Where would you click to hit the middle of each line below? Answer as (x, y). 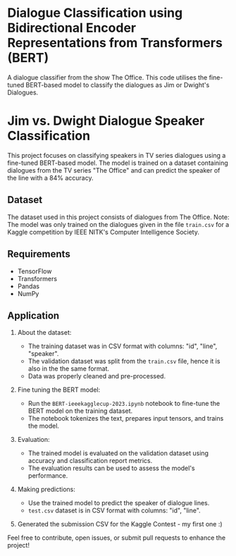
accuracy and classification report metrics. (90, 461)
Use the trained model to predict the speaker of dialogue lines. (119, 503)
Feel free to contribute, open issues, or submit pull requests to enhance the (117, 538)
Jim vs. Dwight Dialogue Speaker (106, 121)
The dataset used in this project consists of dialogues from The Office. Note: (118, 217)
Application (33, 315)
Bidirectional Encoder (72, 28)
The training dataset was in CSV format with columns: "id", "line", (123, 346)
